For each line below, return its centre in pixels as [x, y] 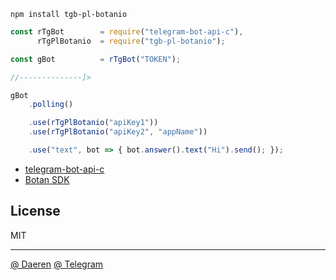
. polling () [51, 105]
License [35, 211]
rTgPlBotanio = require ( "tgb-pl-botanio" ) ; [131, 41]
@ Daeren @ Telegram [57, 264]
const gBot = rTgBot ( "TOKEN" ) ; [96, 59]
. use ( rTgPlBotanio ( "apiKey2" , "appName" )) [118, 132]
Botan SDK [47, 179]
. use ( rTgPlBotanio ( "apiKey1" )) [93, 123]
